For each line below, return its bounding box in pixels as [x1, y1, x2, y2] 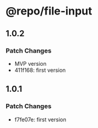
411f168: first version [14, 66, 66, 74]
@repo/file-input [5, 4, 93, 18]
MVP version [14, 60, 47, 67]
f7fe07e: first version [14, 116, 67, 123]
